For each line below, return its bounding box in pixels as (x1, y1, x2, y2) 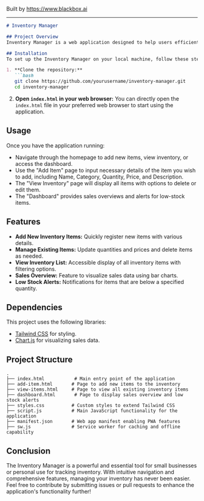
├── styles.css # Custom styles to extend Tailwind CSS (6, 402, 175, 409)
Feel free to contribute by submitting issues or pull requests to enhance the (6, 481, 194, 488)
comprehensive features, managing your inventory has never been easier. (6, 475, 191, 482)
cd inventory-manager (14, 84, 69, 90)
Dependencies (6, 302, 63, 313)
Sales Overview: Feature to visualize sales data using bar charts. (15, 271, 178, 279)
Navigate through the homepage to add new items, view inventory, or (15, 154, 189, 161)
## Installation (6, 50, 47, 57)
